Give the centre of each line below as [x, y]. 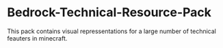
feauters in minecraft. [37, 38]
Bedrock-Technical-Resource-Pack [109, 13]
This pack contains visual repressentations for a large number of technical [112, 31]
